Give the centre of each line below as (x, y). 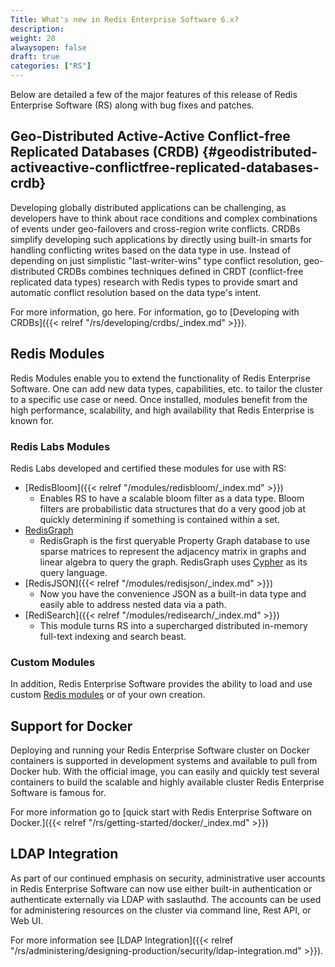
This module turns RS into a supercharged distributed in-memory (173, 625)
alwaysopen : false (48, 47)
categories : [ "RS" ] (51, 66)
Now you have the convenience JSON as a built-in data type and (173, 593)
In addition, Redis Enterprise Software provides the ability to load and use (161, 684)
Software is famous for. (58, 793)
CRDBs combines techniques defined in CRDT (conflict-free (180, 271)
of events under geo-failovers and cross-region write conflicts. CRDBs (155, 228)
